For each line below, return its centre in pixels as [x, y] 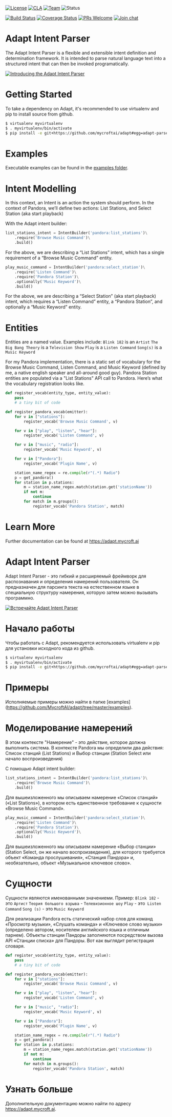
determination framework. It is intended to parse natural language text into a [85, 58]
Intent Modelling [41, 189]
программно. [20, 598]
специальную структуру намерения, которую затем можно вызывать [82, 592]
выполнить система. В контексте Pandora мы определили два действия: [84, 748]
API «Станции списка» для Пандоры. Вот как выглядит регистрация [80, 941]
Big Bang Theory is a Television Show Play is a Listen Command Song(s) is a [84, 348]
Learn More [30, 527]
